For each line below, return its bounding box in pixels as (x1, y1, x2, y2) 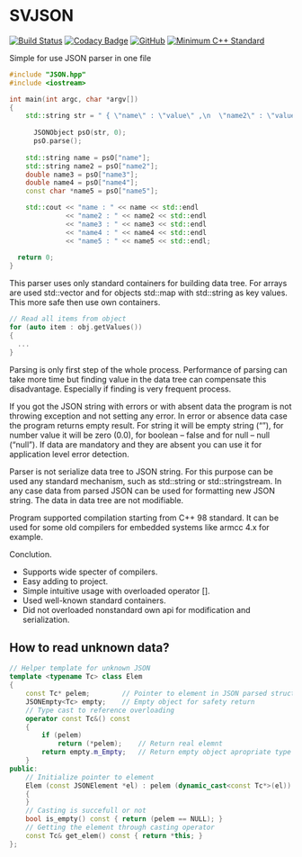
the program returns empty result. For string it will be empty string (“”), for (9, 419, 284, 430)
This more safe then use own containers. (9, 297, 161, 308)
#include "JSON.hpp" (9, 69, 87, 79)
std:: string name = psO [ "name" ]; (25, 153, 151, 162)
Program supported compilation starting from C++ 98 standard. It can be (9, 512, 280, 523)
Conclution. (9, 548, 52, 559)
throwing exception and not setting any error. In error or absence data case (9, 410, 288, 421)
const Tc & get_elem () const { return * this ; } (25, 831, 203, 840)
